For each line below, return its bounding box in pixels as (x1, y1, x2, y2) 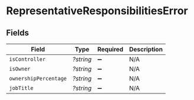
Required (97, 46, 124, 53)
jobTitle (9, 85, 34, 91)
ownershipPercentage (9, 75, 67, 82)
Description (129, 46, 163, 53)
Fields (6, 28, 30, 38)
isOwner (9, 66, 31, 72)
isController (9, 56, 46, 63)
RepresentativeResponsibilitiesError (6, 4, 188, 18)
